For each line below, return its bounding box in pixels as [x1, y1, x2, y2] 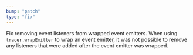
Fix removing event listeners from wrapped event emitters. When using [6, 30, 178, 36]
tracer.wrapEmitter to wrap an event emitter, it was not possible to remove [6, 36, 188, 43]
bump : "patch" [6, 8, 41, 14]
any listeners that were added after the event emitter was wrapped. [6, 42, 169, 49]
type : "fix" [6, 14, 35, 20]
